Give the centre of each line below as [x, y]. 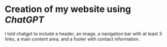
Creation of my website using [68, 9]
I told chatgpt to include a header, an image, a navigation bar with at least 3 [83, 33]
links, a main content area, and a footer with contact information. [72, 39]
